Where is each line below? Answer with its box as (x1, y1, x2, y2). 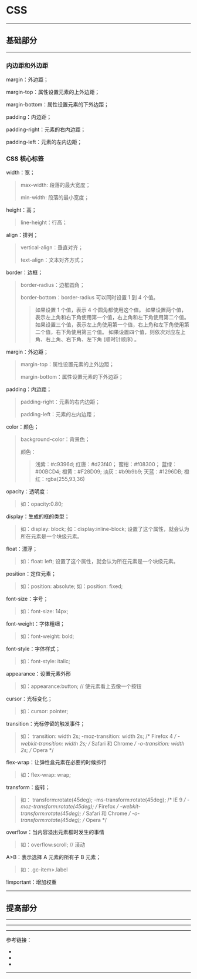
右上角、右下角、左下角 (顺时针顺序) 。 (45, 336, 140, 343)
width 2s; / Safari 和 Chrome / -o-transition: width (64, 740, 185, 747)
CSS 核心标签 (6, 154, 44, 162)
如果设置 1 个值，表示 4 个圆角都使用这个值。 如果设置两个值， (35, 306, 187, 313)
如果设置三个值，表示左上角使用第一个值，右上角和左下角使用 (35, 321, 185, 328)
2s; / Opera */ (20, 747, 54, 754)
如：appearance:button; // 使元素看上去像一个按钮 (20, 683, 142, 690)
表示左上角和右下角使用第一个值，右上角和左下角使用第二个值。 (35, 314, 189, 321)
